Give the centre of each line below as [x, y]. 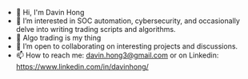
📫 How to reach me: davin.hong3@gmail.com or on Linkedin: [117, 55]
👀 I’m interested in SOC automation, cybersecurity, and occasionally [128, 21]
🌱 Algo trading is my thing [58, 38]
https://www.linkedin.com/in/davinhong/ [82, 67]
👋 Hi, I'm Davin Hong [50, 12]
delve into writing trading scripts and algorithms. [96, 29]
